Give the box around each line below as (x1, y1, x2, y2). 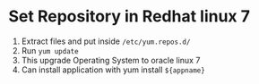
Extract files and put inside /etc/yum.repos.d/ (21, 36, 191, 46)
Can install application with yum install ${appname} (21, 64, 205, 75)
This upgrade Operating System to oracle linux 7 (21, 55, 201, 65)
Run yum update (21, 45, 79, 55)
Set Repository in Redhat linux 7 (8, 6, 250, 27)
